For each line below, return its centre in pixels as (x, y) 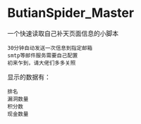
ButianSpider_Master (71, 13)
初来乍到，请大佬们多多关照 (42, 63)
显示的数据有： (29, 77)
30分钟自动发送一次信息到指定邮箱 (50, 48)
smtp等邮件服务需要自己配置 (43, 55)
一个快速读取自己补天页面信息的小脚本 (63, 33)
